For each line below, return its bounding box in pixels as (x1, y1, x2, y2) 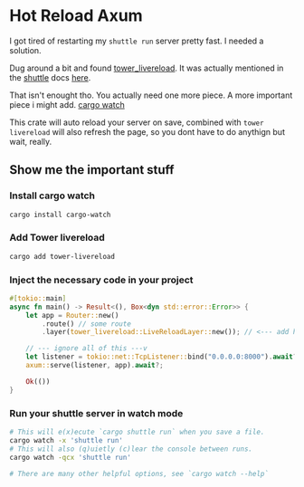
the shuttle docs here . (9, 72, 91, 82)
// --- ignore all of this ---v (25, 344, 147, 353)
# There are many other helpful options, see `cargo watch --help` (9, 469, 270, 478)
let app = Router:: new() (25, 310, 119, 320)
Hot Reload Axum (9, 5, 143, 26)
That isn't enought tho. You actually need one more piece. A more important (9, 90, 293, 100)
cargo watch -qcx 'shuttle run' (9, 453, 131, 462)
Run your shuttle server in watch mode (9, 406, 184, 419)
